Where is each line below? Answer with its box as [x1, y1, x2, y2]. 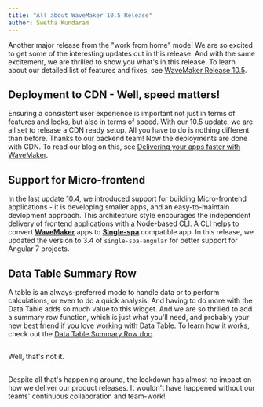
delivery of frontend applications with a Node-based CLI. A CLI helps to [8, 219, 239, 228]
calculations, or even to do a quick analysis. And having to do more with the [8, 296, 253, 305]
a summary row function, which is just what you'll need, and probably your [8, 312, 250, 322]
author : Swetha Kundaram [8, 19, 89, 27]
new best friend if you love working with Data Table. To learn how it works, [8, 321, 250, 330]
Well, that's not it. [8, 352, 65, 362]
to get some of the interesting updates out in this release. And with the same [8, 49, 255, 58]
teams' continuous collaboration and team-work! [8, 391, 166, 401]
